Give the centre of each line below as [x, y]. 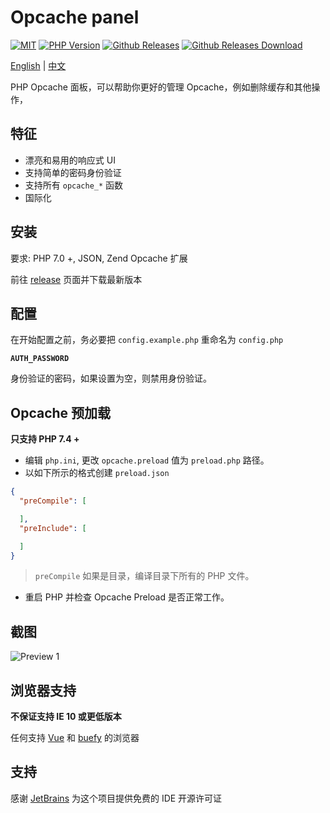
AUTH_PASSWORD [40, 359]
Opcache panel [75, 17]
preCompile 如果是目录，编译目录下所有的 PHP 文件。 [144, 576]
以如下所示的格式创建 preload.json [97, 473]
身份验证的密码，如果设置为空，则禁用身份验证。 [111, 378]
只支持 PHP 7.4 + [45, 439]
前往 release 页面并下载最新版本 [76, 279]
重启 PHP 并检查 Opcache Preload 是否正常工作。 [127, 597]
